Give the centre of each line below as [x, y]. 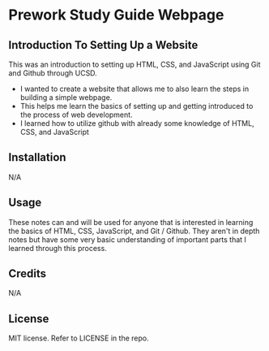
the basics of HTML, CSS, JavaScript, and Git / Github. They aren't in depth [134, 231]
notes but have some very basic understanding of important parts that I [128, 239]
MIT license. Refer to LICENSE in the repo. [79, 338]
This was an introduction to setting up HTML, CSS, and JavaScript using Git [134, 64]
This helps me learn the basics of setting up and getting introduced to [137, 106]
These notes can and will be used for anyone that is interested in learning [131, 222]
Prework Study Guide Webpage [116, 15]
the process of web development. [76, 115]
